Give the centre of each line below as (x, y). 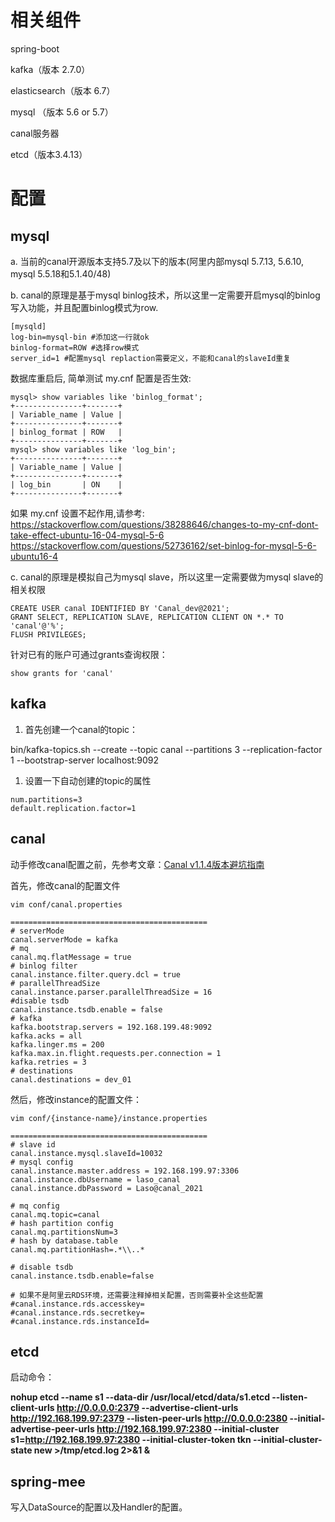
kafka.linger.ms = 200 (57, 1044)
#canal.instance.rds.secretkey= (77, 1312)
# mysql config (42, 1162)
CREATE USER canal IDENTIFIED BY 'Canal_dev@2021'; (120, 608)
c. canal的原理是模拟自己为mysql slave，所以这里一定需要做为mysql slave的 (167, 577)
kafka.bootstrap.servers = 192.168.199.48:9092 (111, 1027)
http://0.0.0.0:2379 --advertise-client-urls (147, 1408)
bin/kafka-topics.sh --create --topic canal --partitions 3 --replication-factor (166, 749)
